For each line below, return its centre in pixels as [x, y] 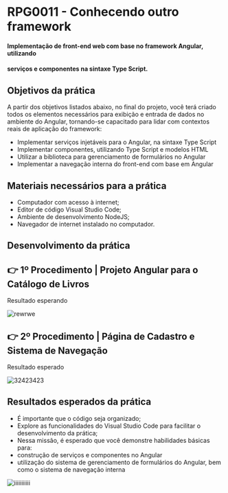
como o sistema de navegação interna [71, 469]
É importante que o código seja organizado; [79, 418]
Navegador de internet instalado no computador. [86, 224]
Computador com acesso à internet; [68, 202]
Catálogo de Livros [48, 284]
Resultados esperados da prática [79, 402]
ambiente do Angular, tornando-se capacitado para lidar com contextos [109, 122]
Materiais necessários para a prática [87, 186]
